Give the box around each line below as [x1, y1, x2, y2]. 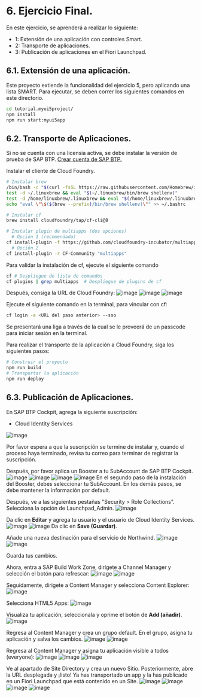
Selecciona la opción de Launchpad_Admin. [6, 504, 114, 512]
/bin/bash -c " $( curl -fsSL [6, 184, 77, 191]
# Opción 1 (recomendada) [11, 234, 77, 240]
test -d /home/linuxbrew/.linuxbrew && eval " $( [6, 196, 130, 202]
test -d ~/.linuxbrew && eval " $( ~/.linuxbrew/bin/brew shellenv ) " [6, 190, 178, 196]
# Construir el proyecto [6, 359, 68, 366]
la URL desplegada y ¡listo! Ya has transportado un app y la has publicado [6, 671, 188, 678]
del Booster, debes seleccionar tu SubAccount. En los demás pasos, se [6, 480, 181, 487]
